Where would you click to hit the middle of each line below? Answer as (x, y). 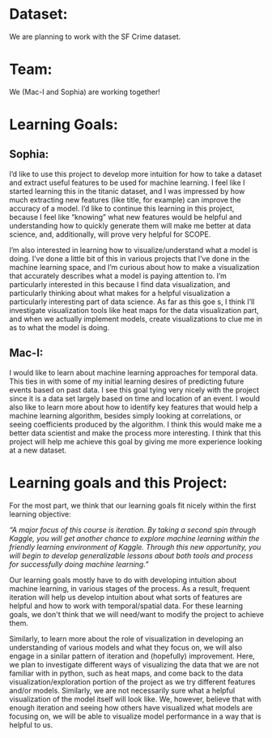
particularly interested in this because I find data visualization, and (120, 284)
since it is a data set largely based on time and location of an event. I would (134, 398)
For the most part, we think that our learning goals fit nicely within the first (133, 505)
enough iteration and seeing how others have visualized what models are (131, 707)
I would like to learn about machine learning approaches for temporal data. (134, 372)
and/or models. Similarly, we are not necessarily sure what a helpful (122, 690)
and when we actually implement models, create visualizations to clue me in (136, 319)
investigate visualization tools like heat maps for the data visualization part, (134, 310)
